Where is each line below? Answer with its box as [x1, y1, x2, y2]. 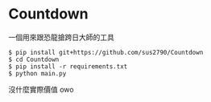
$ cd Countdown [8, 55, 60, 63]
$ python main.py [8, 69, 67, 77]
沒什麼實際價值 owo [8, 84, 74, 94]
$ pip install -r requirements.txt [8, 62, 128, 71]
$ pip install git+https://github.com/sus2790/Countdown [8, 48, 204, 56]
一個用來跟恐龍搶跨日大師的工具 [8, 32, 114, 42]
